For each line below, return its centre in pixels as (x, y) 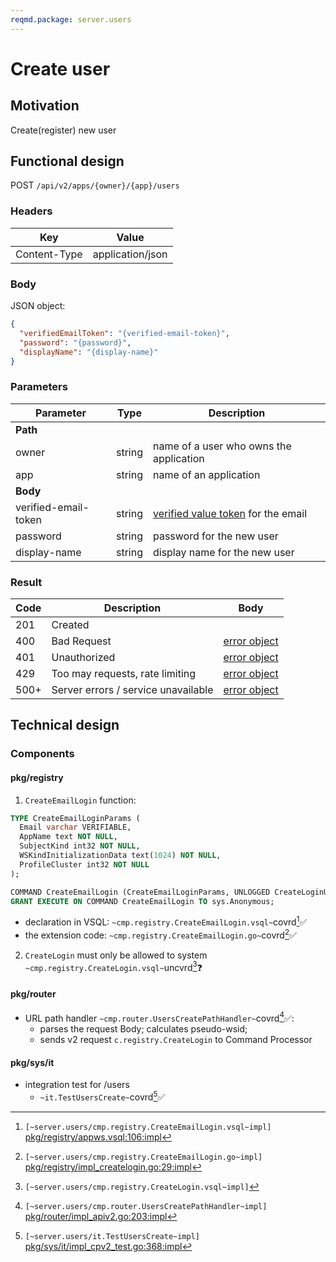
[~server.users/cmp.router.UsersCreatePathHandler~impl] (146, 1207)
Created (70, 624)
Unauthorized (83, 657)
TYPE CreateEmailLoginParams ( (75, 818)
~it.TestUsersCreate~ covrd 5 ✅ (102, 1096)
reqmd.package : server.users (71, 19)
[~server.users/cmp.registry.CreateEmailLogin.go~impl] (143, 1157)
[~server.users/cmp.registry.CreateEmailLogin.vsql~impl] (148, 1127)
